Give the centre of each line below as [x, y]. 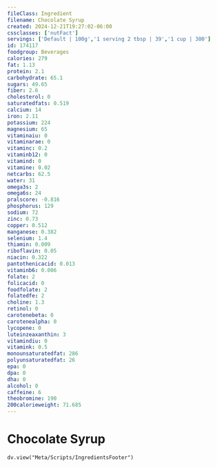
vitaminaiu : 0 [28, 135]
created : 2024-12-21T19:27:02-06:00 [60, 26]
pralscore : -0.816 [33, 200]
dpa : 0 [17, 373]
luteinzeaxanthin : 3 [37, 334]
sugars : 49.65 [28, 84]
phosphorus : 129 [30, 206]
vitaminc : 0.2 [28, 148]
